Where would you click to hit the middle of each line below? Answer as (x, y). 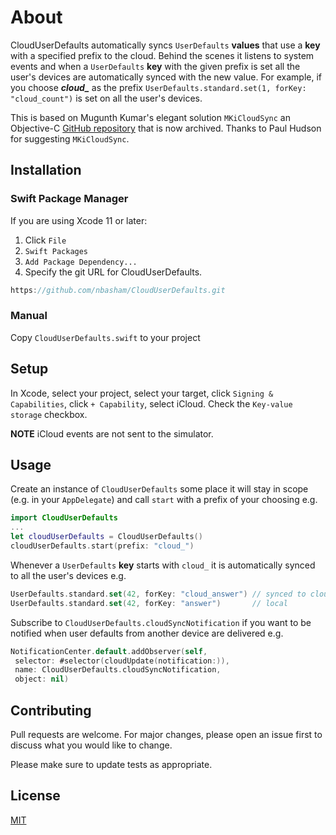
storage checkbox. (49, 414)
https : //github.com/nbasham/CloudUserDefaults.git (118, 290)
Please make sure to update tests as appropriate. (111, 764)
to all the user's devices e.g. (68, 575)
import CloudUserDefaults (64, 518)
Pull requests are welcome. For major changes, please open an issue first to (166, 734)
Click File (45, 240)
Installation (46, 170)
